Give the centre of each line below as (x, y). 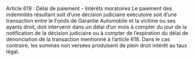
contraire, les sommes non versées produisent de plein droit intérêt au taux (97, 45)
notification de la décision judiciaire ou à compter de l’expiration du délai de (97, 33)
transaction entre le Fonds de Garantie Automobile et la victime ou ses (91, 21)
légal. (13, 51)
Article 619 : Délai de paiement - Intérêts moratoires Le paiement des (89, 8)
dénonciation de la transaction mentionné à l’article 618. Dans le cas (88, 39)
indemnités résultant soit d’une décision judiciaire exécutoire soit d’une (91, 15)
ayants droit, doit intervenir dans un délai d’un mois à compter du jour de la (96, 27)
